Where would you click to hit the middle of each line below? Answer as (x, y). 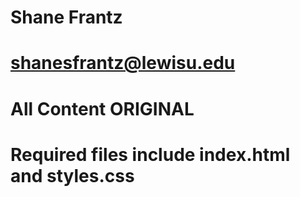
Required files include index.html (150, 154)
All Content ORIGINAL (102, 108)
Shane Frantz (66, 17)
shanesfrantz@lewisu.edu (123, 63)
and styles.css (72, 175)
